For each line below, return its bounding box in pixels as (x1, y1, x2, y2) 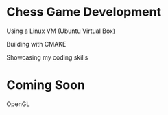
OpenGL (6, 100, 30, 108)
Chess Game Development (6, 4, 162, 20)
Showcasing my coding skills (6, 53, 88, 62)
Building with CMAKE (6, 40, 67, 48)
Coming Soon (6, 77, 85, 93)
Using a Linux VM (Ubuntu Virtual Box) (6, 27, 116, 35)
